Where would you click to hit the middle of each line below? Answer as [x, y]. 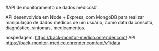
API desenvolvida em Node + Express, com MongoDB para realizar [75, 17]
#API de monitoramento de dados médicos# [51, 7]
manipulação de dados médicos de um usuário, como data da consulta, [79, 22]
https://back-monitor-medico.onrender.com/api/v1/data [63, 43]
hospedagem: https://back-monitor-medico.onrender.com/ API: [71, 38]
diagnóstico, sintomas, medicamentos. [45, 28]
